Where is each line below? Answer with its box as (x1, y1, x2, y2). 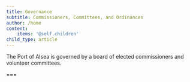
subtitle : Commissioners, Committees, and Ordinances (6, 14, 144, 20)
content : (6, 25, 28, 32)
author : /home (6, 20, 42, 26)
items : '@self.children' (17, 31, 79, 37)
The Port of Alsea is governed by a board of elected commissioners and (6, 53, 184, 60)
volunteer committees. (6, 59, 62, 66)
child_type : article (6, 37, 58, 42)
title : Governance (6, 8, 52, 15)
